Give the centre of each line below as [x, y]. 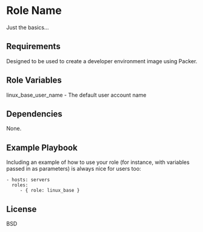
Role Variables [34, 80]
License [22, 209]
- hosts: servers [28, 180]
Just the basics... [28, 27]
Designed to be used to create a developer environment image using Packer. [102, 61]
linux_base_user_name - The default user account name [76, 95]
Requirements [33, 46]
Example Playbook [42, 147]
